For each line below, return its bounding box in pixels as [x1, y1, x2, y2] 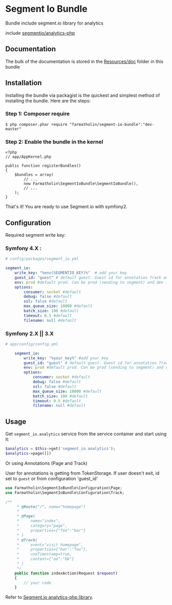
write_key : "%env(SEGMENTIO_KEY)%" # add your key [14, 271, 127, 276]
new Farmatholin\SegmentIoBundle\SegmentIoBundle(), [24, 181, 139, 187]
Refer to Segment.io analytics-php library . [5, 594, 94, 600]
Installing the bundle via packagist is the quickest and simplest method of [5, 92, 160, 98]
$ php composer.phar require [5, 122, 68, 127]
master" [5, 126, 22, 131]
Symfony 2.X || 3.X [5, 330, 54, 337]
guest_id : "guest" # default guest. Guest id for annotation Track [14, 275, 161, 280]
